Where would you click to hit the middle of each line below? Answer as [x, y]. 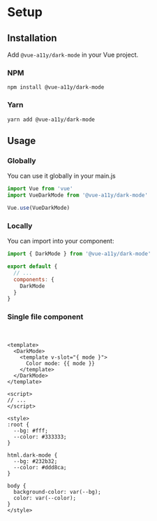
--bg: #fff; [31, 431]
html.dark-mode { [32, 455]
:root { [18, 424]
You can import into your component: [61, 241]
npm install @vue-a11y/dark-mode [56, 87]
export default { [32, 266]
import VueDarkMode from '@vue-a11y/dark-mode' [78, 195]
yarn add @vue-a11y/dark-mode [51, 120]
